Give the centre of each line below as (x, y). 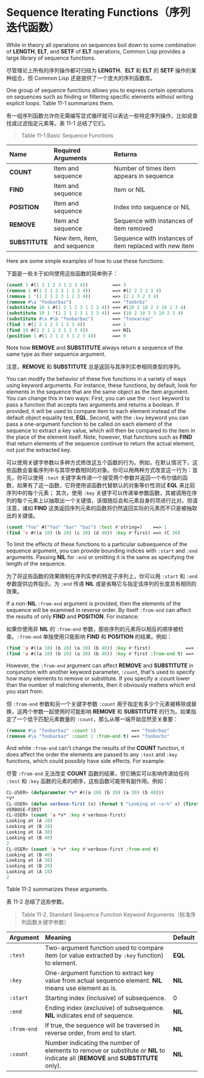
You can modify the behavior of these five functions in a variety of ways (96, 378)
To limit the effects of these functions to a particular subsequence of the (97, 544)
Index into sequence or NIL (152, 207)
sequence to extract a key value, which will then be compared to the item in (101, 430)
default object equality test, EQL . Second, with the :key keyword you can (97, 417)
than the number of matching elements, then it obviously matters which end (101, 685)
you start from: (25, 692)
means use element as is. (81, 988)
